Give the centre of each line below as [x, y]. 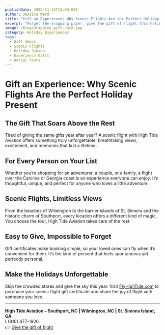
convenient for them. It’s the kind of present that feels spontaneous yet [77, 253]
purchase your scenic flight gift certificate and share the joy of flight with [79, 291]
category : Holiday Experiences [37, 32]
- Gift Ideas [23, 42]
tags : [11, 37]
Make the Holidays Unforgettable [57, 274]
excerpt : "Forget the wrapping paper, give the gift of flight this [77, 23]
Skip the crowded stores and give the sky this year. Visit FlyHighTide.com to [82, 286]
